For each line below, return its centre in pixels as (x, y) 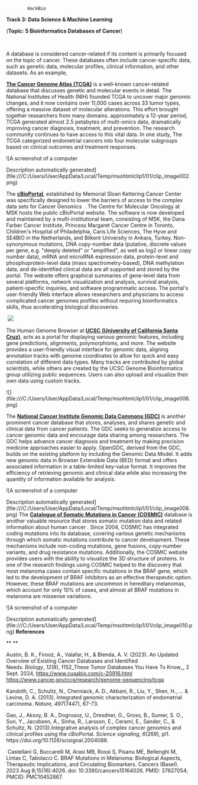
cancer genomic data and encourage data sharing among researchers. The (98, 435)
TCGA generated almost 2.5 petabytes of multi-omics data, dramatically (94, 122)
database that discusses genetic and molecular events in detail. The (89, 90)
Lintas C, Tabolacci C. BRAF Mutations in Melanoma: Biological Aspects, (94, 758)
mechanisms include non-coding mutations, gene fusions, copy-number (94, 546)
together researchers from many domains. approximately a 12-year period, (97, 116)
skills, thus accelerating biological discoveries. (63, 307)
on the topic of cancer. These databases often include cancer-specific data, (99, 60)
